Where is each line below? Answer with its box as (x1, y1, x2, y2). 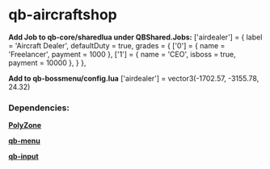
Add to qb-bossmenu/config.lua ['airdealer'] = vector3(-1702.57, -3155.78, (8, 73, 259, 83)
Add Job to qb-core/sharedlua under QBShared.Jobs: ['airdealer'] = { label (8, 32, 263, 42)
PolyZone (8, 121, 42, 130)
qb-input (8, 151, 39, 162)
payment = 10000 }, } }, (8, 58, 86, 68)
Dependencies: (8, 102, 70, 113)
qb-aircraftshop (8, 6, 117, 24)
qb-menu (8, 136, 40, 146)
